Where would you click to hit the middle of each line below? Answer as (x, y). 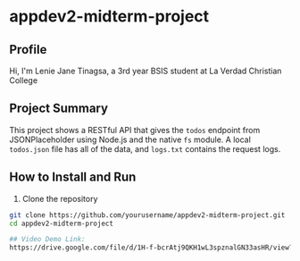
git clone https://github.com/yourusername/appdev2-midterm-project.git (147, 215)
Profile (28, 50)
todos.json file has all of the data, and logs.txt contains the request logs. (145, 148)
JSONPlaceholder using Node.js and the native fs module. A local (130, 139)
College (24, 80)
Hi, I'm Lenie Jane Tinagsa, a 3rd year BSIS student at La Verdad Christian (146, 71)
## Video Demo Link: (48, 240)
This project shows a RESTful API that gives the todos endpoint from (135, 130)
